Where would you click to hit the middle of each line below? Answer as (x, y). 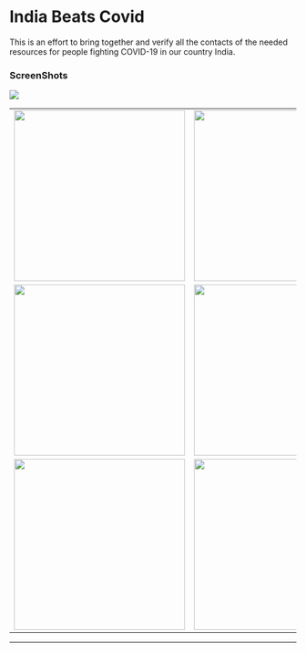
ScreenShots (39, 75)
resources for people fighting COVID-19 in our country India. (122, 51)
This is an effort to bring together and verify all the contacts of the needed (149, 42)
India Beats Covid (77, 17)
